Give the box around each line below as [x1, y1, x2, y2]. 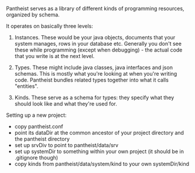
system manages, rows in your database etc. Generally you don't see [14, 40, 182, 47]
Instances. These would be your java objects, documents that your [14, 34, 176, 40]
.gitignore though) [14, 154, 59, 161]
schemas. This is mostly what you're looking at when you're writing [14, 70, 177, 77]
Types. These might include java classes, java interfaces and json [14, 64, 173, 71]
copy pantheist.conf [14, 123, 63, 130]
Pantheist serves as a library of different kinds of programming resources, [6, 5, 184, 12]
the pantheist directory [14, 135, 70, 143]
